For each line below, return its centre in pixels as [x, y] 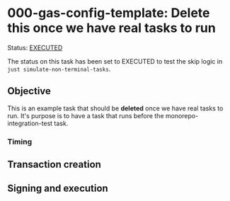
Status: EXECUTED [35, 47]
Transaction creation [54, 165]
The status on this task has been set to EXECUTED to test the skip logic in [115, 61]
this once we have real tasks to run [111, 28]
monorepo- [182, 115]
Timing [20, 142]
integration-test [30, 123]
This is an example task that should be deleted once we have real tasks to [115, 108]
